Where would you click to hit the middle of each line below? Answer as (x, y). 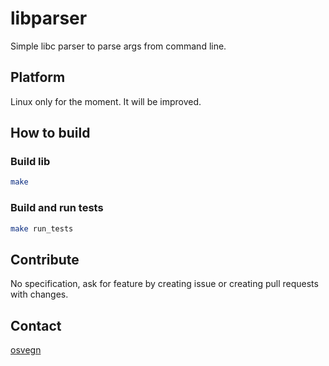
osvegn (26, 350)
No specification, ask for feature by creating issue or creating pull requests (164, 284)
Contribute (45, 259)
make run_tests (42, 228)
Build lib (30, 162)
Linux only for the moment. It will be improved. (106, 101)
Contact (36, 325)
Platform (38, 77)
